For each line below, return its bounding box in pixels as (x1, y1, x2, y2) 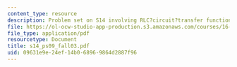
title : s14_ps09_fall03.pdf (7, 43, 90, 50)
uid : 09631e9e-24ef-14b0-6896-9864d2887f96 (7, 50, 138, 57)
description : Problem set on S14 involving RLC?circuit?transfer (7, 17, 203, 24)
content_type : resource (7, 10, 78, 17)
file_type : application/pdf (7, 29, 90, 37)
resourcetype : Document (7, 36, 78, 43)
